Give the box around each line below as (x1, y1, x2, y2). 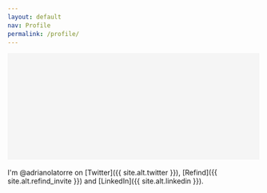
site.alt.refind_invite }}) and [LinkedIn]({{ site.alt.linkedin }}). (7, 176, 205, 186)
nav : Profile (7, 21, 51, 30)
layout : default (7, 13, 62, 21)
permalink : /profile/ (7, 30, 80, 38)
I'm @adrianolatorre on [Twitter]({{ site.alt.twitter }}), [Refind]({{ (7, 168, 217, 178)
